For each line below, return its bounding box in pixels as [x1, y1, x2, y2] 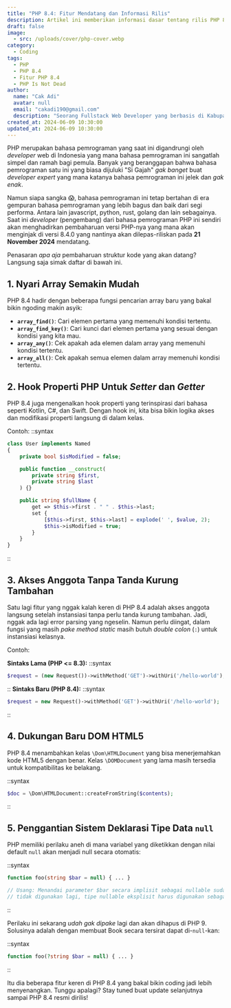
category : [7, 42, 36, 49]
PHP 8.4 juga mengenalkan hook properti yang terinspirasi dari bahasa [7, 399, 208, 407]
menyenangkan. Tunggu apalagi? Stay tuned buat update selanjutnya [7, 986, 203, 994]
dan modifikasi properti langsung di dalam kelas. [7, 414, 144, 421]
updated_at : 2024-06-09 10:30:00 [7, 125, 103, 132]
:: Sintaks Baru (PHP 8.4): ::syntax [7, 685, 105, 693]
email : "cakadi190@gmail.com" [13, 106, 100, 113]
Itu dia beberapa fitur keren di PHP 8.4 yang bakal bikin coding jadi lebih [7, 978, 212, 987]
